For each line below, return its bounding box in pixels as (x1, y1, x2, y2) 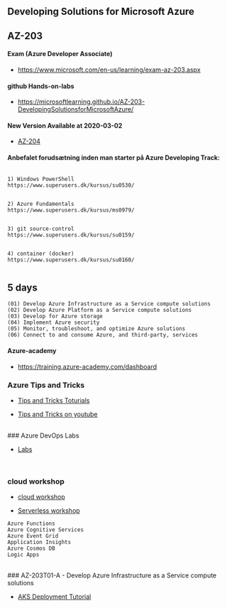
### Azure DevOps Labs (7, 431, 79, 440)
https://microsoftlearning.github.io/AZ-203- (17, 97, 145, 106)
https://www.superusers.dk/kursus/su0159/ (7, 231, 135, 239)
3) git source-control (7, 225, 74, 232)
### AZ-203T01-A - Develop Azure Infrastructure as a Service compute (7, 571, 217, 580)
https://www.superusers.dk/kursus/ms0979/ (7, 206, 135, 214)
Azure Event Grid (7, 533, 59, 540)
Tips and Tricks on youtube (17, 410, 98, 418)
